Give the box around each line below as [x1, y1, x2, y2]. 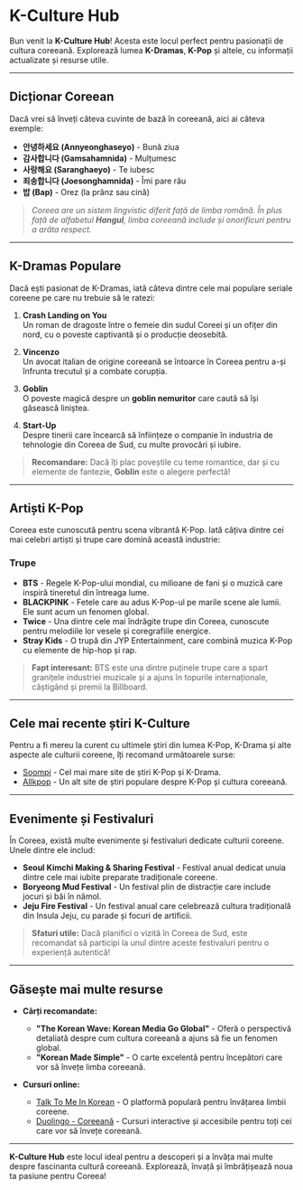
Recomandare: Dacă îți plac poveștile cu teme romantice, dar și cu [31, 456, 280, 467]
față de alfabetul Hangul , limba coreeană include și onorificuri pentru [31, 214, 291, 225]
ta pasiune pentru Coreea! [9, 1171, 106, 1182]
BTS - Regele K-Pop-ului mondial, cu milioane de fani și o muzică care [22, 577, 283, 588]
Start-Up [22, 419, 57, 430]
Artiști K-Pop [9, 501, 84, 516]
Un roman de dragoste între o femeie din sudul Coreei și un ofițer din [22, 319, 278, 330]
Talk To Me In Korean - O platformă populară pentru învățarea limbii [35, 1097, 287, 1108]
